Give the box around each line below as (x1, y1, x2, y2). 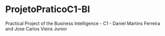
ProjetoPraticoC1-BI (5, 4, 90, 15)
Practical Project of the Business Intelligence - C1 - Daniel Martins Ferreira (5, 20, 160, 26)
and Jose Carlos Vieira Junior (5, 25, 68, 31)
